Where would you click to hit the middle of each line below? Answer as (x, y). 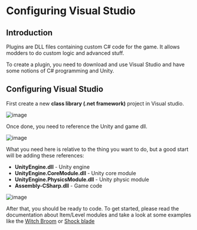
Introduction (29, 33)
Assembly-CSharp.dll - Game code (58, 185)
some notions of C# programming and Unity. (60, 71)
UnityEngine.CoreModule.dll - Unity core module (75, 173)
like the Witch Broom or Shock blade (50, 221)
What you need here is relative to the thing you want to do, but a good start (97, 149)
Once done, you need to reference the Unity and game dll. (77, 126)
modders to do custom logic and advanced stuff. (65, 53)
